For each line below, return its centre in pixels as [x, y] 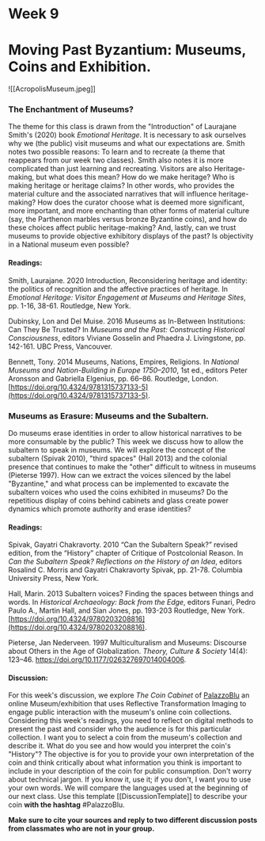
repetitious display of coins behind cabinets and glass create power [119, 500]
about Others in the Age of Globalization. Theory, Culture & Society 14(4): [128, 652]
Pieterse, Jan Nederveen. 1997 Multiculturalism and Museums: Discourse [127, 643]
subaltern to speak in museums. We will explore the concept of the [117, 449]
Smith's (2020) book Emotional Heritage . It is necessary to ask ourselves [127, 135]
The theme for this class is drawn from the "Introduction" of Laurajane [123, 127]
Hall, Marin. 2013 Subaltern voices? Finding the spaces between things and [131, 594]
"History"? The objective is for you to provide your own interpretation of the [131, 755]
